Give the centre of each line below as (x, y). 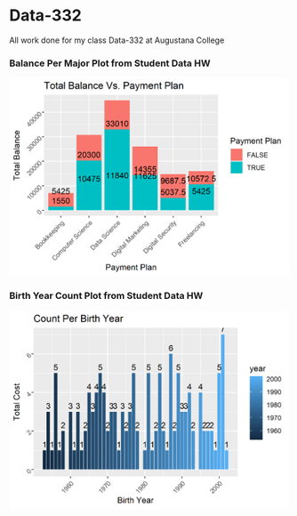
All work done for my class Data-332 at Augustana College (117, 40)
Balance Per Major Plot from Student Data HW (110, 63)
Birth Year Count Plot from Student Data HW (106, 296)
